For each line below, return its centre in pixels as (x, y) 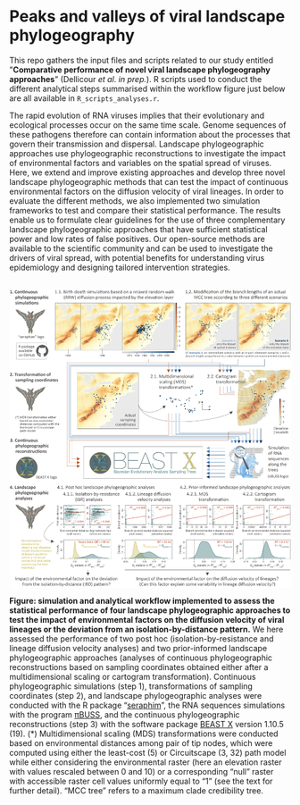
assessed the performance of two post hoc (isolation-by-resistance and (142, 638)
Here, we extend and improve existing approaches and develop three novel (147, 172)
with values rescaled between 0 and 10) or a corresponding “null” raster (142, 771)
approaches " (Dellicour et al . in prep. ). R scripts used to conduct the (136, 79)
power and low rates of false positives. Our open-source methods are (137, 239)
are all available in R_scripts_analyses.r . (84, 98)
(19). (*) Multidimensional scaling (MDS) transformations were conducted (144, 734)
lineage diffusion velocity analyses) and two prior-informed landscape (138, 648)
